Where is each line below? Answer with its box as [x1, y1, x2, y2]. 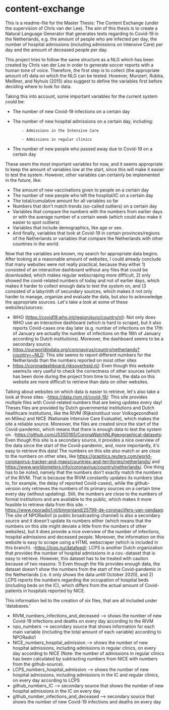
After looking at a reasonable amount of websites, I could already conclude [5, 256, 161, 262]
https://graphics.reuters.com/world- [77, 453, 152, 459]
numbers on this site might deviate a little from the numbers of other [5, 523, 147, 529]
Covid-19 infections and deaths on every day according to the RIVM [12, 618, 154, 624]
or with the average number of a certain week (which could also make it [12, 214, 162, 220]
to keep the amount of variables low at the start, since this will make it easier [5, 166, 164, 172]
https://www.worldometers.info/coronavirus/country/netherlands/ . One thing [5, 464, 164, 470]
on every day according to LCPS [12, 677, 80, 683]
